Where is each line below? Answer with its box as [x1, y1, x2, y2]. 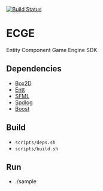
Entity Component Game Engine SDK [6, 46, 98, 53]
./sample [14, 178, 37, 185]
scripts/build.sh [14, 145, 59, 152]
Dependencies [6, 63, 62, 74]
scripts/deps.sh [14, 140, 56, 145]
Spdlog [14, 99, 33, 106]
